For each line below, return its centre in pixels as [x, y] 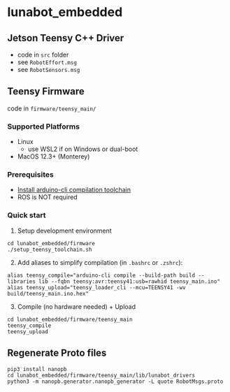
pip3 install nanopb [37, 369]
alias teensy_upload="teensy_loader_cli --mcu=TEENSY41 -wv [97, 287]
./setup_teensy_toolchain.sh [50, 249]
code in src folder [43, 55]
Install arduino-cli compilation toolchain [74, 190]
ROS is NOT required [48, 197]
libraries [22, 281]
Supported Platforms [44, 126]
